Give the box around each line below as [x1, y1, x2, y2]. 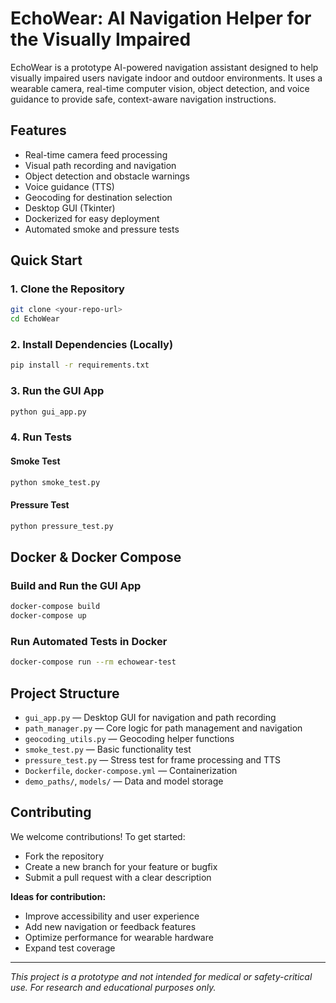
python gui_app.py [10, 407, 87, 417]
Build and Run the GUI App [10, 578, 142, 592]
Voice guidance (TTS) [24, 180, 115, 192]
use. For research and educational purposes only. [10, 981, 217, 993]
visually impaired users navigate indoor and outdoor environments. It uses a [10, 72, 323, 84]
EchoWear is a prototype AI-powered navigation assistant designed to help [10, 61, 319, 73]
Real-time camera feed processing [24, 148, 168, 161]
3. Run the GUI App [10, 384, 105, 398]
